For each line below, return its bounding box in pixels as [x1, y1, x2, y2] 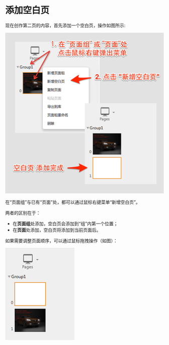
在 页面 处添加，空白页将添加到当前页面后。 [12, 227, 101, 233]
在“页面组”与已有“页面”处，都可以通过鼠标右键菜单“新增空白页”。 [5, 199, 140, 205]
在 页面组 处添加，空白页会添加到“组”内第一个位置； [12, 221, 118, 227]
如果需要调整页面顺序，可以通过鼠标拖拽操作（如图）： [5, 237, 118, 243]
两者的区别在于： [5, 209, 41, 215]
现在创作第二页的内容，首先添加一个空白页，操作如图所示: [5, 22, 126, 28]
